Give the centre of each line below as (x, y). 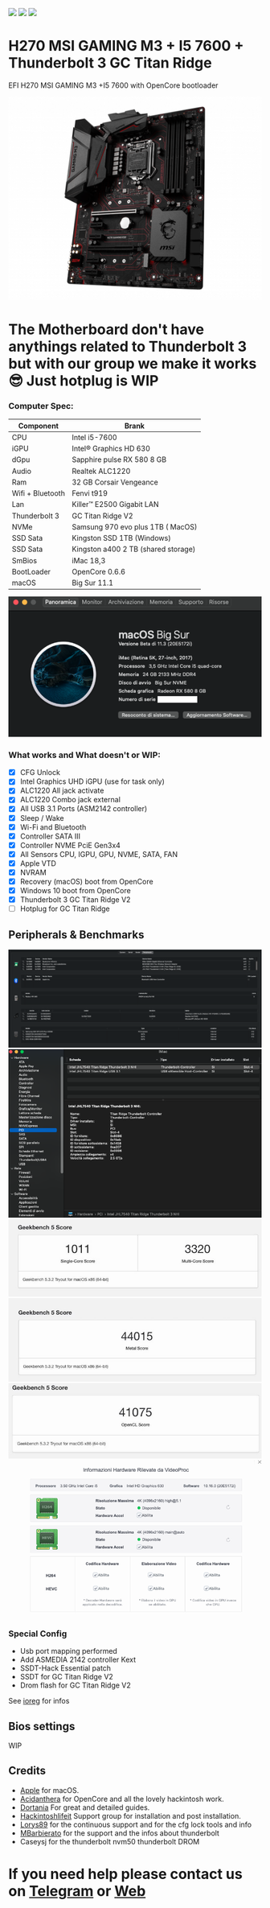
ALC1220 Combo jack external (70, 800)
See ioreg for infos (39, 1701)
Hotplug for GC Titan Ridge (65, 909)
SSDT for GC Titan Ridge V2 (67, 1677)
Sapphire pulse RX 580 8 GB (119, 459)
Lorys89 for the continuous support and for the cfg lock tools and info (135, 1824)
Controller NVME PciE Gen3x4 (70, 845)
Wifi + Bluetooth (39, 493)
